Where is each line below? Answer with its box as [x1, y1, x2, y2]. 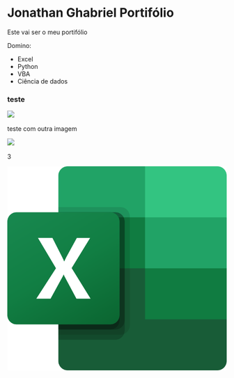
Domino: [7, 41, 31, 49]
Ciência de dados [17, 77, 68, 85]
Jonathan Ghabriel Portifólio [7, 5, 174, 21]
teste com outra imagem [7, 125, 77, 133]
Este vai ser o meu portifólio [7, 28, 88, 36]
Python [17, 62, 38, 70]
